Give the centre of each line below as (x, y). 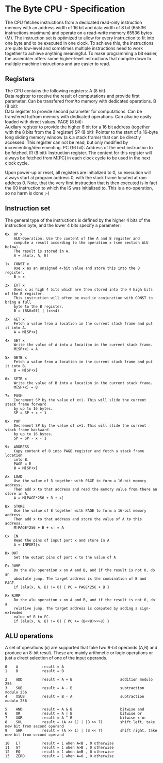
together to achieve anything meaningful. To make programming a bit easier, (81, 53)
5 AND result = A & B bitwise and (75, 710)
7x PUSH (14, 396)
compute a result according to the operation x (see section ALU (81, 243)
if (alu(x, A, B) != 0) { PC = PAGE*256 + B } (62, 587)
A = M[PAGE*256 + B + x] (39, 498)
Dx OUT (12, 553)
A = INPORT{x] (28, 545)
